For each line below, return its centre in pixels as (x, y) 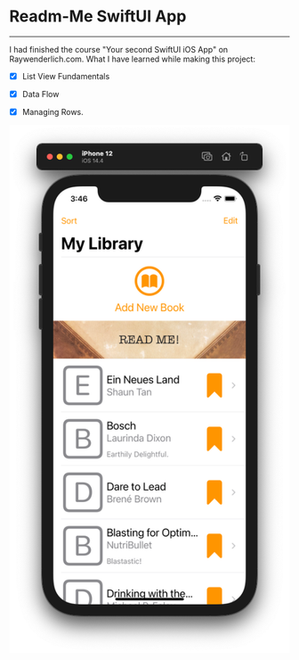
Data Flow (40, 94)
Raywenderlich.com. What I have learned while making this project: (133, 59)
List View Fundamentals (66, 76)
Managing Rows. (53, 112)
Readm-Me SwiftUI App (98, 16)
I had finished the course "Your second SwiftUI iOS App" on (119, 49)
